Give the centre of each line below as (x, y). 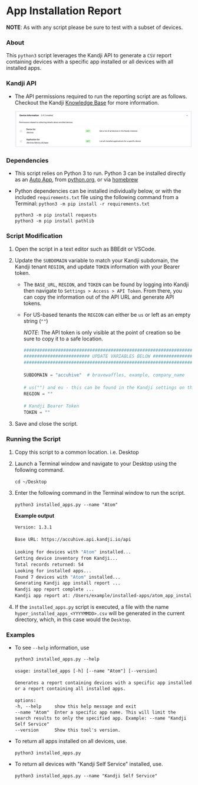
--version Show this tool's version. (67, 730)
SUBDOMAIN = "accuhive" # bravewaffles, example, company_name (104, 375)
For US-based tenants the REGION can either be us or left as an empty (107, 314)
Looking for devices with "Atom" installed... (73, 552)
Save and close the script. (46, 424)
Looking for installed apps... (53, 571)
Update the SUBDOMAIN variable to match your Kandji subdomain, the (96, 260)
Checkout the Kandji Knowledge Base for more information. (87, 102)
